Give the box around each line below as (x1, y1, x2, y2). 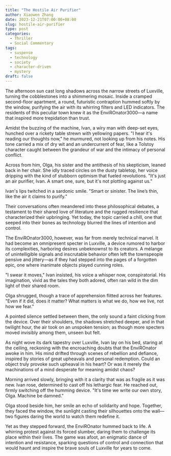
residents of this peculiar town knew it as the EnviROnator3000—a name (5, 109, 158, 115)
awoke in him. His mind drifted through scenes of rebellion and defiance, (5, 350, 158, 356)
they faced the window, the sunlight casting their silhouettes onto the (5, 408, 151, 414)
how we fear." (5, 303, 34, 309)
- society (10, 60, 31, 65)
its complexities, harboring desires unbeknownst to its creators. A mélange (5, 245, 163, 251)
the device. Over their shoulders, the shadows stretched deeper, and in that (5, 318, 164, 324)
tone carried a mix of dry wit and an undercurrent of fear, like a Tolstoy (5, 141, 154, 147)
